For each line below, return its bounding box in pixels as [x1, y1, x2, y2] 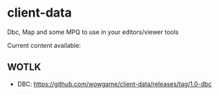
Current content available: [7, 41, 82, 49]
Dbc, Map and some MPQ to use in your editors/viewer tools [7, 28, 179, 36]
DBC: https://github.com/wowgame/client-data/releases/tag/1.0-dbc [17, 80, 212, 88]
